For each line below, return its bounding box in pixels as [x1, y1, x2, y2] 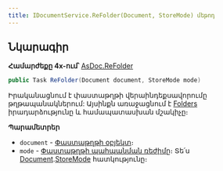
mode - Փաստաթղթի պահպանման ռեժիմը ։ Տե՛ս [19, 146, 190, 155]
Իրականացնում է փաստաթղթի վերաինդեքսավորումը [8, 91, 207, 100]
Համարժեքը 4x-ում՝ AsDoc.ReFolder [8, 61, 134, 71]
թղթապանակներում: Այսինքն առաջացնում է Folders [8, 99, 198, 108]
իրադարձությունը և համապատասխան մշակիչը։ [8, 107, 189, 117]
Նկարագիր [8, 41, 69, 54]
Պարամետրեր [8, 122, 60, 132]
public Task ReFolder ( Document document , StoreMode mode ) [8, 76, 201, 85]
